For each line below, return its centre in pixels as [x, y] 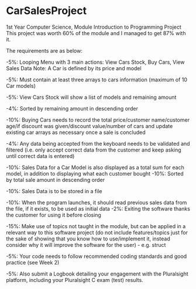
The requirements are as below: [44, 50]
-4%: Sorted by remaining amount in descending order [72, 108]
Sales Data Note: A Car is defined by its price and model [74, 68]
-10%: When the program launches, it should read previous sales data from [97, 202]
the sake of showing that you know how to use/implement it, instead [88, 239]
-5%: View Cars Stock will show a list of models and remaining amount [91, 97]
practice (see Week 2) [33, 262]
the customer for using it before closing [54, 215]
